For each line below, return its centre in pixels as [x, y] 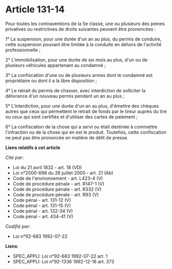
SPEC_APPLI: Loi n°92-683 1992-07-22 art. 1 [60, 256]
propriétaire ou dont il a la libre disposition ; [51, 80]
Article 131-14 [35, 9]
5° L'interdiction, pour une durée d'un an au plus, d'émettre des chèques [82, 106]
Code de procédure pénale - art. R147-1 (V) [59, 183]
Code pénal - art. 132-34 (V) [43, 211]
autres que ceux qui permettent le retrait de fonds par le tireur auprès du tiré [86, 111]
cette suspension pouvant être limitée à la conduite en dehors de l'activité [83, 44]
